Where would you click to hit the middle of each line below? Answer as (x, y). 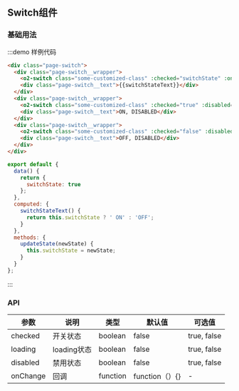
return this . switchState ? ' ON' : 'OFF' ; (90, 217)
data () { (27, 171)
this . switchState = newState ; (71, 251)
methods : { (30, 238)
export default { (33, 164)
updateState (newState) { (57, 244)
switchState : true (53, 184)
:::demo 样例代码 (32, 51)
